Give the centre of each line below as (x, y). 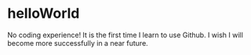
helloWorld (44, 14)
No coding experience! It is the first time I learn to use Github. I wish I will (125, 35)
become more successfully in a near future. (78, 43)
